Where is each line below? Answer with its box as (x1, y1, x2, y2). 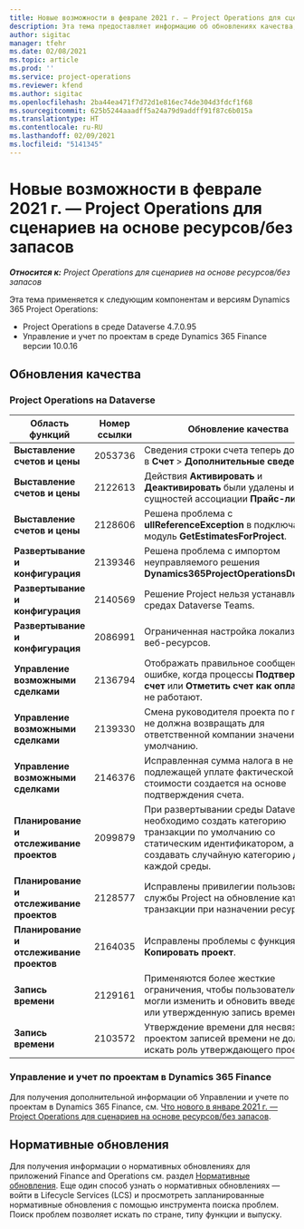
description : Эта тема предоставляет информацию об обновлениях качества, (9, 22, 298, 31)
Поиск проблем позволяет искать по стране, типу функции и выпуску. (9, 1209, 282, 1220)
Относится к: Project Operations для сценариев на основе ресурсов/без (9, 267, 291, 278)
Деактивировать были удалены (144, 482, 287, 494)
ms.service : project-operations (9, 73, 131, 82)
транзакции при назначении (144, 903, 269, 916)
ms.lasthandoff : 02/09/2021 (9, 132, 116, 141)
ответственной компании (144, 728, 256, 741)
